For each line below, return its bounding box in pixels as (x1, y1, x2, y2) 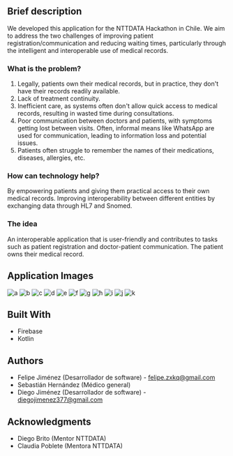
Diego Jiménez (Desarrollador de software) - (17, 388, 146, 397)
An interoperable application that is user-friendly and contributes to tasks (7, 235, 218, 243)
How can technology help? (7, 171, 100, 181)
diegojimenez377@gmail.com (17, 395, 103, 404)
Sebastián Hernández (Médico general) (17, 381, 131, 389)
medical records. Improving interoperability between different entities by (7, 195, 215, 203)
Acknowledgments (7, 416, 92, 427)
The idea (7, 219, 38, 229)
